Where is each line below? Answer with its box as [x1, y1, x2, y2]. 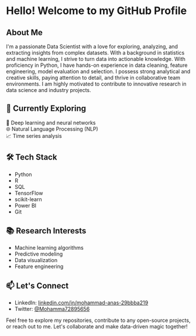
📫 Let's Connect [6, 280, 69, 291]
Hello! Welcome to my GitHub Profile [6, 4, 187, 18]
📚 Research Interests [6, 226, 87, 236]
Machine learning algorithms [14, 245, 84, 252]
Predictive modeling [14, 250, 63, 257]
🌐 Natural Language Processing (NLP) [6, 125, 98, 133]
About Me [6, 28, 43, 38]
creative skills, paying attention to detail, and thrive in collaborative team [6, 74, 180, 81]
